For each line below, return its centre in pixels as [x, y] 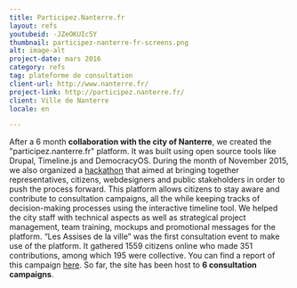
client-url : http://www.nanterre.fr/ [79, 84]
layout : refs [33, 26]
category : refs [37, 68]
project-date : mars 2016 [55, 59]
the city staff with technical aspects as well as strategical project [128, 218]
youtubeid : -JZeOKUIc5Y [53, 34]
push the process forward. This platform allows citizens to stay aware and [144, 189]
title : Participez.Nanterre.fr [67, 17]
